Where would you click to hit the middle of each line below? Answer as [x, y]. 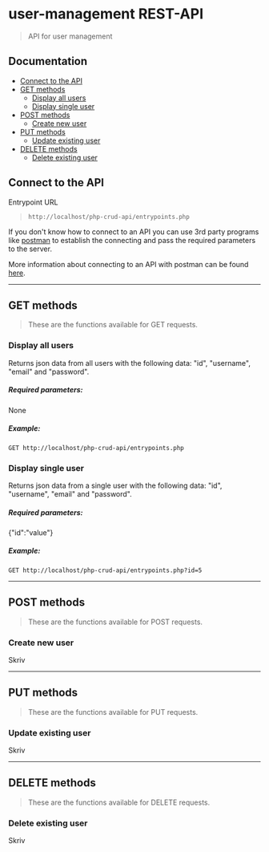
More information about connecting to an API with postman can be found [128, 264]
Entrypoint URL [33, 202]
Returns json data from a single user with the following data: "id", [115, 485]
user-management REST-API [106, 14]
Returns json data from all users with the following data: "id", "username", [129, 363]
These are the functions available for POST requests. [115, 622]
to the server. [30, 249]
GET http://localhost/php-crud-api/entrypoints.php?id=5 [105, 570]
